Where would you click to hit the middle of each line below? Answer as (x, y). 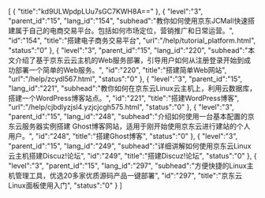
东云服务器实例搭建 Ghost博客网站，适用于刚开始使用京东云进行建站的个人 (129, 126)
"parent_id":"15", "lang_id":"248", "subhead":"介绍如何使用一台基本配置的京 (131, 116)
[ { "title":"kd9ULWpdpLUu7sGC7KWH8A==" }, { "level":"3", (106, 11)
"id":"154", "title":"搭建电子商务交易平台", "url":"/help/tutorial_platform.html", (132, 40)
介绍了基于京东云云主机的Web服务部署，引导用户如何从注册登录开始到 (129, 60)
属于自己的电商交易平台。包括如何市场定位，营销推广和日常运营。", (124, 30)
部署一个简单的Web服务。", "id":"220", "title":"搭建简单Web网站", (121, 70)
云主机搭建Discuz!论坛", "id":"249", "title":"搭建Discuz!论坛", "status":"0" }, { (132, 156)
